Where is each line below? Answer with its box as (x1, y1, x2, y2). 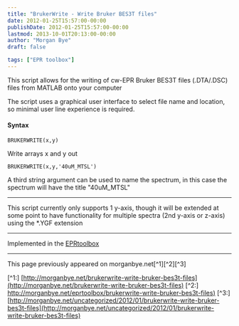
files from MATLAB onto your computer (7, 83, 122, 92)
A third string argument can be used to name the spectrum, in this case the (7, 176, 228, 184)
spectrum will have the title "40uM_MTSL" (7, 183, 130, 192)
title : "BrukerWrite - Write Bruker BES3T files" (7, 10, 158, 18)
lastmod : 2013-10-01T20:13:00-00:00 (7, 30, 116, 38)
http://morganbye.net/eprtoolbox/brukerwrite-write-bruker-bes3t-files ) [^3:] (7, 289, 230, 298)
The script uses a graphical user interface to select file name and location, (7, 97, 225, 105)
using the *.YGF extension (7, 219, 83, 228)
